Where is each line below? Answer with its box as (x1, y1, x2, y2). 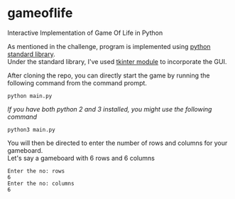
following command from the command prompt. (7, 78, 148, 87)
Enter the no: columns (7, 180, 75, 187)
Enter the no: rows (7, 167, 65, 175)
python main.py (7, 92, 53, 99)
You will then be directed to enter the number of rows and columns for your (7, 139, 228, 147)
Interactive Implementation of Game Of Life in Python (7, 28, 163, 37)
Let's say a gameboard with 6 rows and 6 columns (7, 154, 155, 162)
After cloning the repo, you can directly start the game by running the (7, 71, 211, 80)
